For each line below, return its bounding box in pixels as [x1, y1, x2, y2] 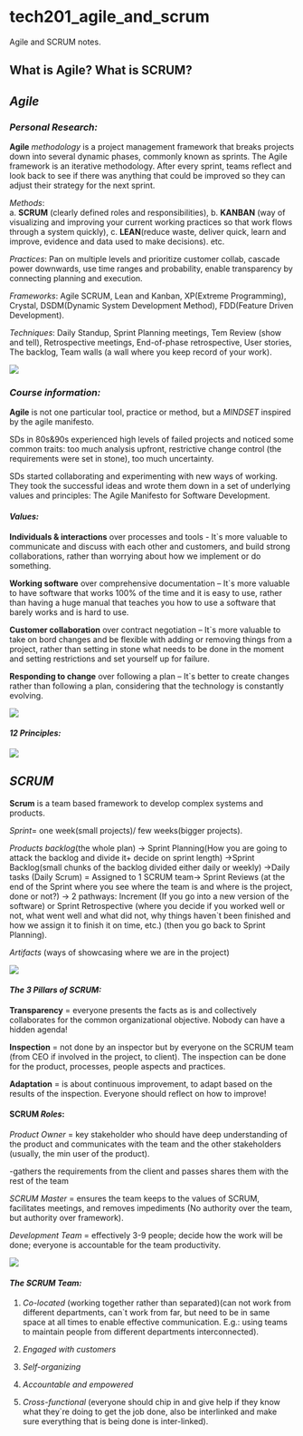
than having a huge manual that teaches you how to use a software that [9, 597, 276, 608]
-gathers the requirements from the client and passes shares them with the [9, 1166, 289, 1177]
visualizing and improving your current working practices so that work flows [9, 217, 293, 228]
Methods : [9, 198, 45, 209]
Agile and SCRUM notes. [9, 36, 101, 47]
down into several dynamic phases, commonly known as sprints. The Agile [9, 151, 288, 162]
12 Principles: [9, 728, 62, 738]
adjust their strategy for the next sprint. [9, 180, 156, 191]
